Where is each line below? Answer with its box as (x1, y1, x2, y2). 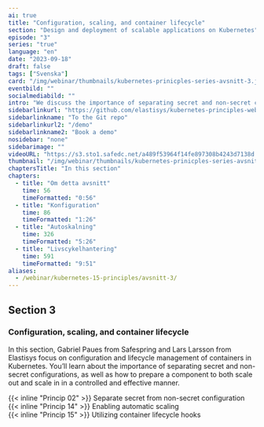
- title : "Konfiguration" (15, 201, 101, 209)
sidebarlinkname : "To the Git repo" (8, 114, 128, 122)
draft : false (8, 63, 51, 71)
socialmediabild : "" (8, 92, 76, 100)
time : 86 (22, 209, 51, 217)
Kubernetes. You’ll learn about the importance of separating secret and (8, 361, 238, 370)
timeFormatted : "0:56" (22, 194, 97, 202)
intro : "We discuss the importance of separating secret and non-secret (8, 99, 251, 107)
